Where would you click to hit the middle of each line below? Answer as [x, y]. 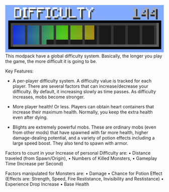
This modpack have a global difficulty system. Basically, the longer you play [84, 56]
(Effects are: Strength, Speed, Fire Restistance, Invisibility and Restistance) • [84, 179]
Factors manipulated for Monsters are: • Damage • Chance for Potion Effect [84, 173]
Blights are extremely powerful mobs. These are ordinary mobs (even [84, 127]
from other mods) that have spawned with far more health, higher [80, 133]
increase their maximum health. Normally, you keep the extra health [82, 112]
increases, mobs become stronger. [49, 97]
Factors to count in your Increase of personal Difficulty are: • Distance [78, 153]
